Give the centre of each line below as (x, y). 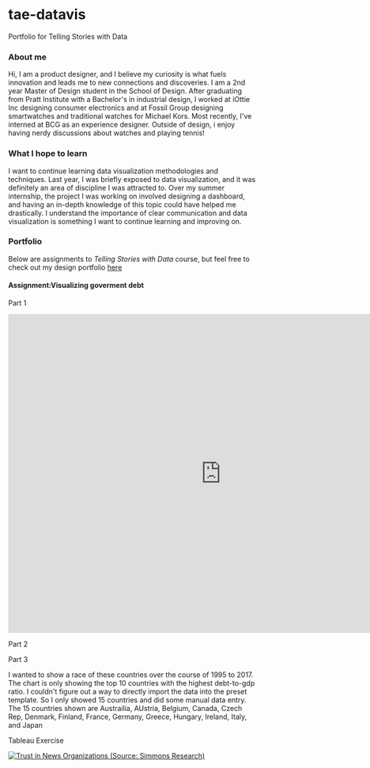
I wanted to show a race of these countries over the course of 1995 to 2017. (131, 675)
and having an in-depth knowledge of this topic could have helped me (122, 204)
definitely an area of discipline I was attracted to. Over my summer (117, 187)
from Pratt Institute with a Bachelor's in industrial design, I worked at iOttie (129, 100)
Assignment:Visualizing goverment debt (76, 286)
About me (28, 57)
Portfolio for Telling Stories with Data (68, 36)
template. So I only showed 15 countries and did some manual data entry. (127, 700)
